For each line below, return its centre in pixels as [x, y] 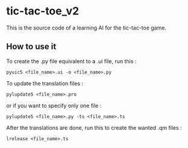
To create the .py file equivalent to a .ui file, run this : [71, 61]
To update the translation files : [45, 83]
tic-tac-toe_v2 [43, 11]
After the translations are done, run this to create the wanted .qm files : [94, 128]
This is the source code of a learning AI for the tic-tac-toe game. [86, 28]
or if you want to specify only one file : [54, 105]
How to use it [31, 47]
